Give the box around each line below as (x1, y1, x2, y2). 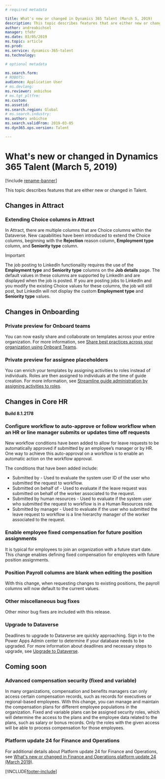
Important (5, 252, 25, 258)
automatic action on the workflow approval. (5, 456, 93, 462)
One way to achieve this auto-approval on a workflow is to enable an (5, 451, 144, 457)
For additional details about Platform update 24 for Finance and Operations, (5, 748, 158, 754)
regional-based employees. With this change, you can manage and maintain (5, 699, 159, 705)
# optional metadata (5, 62, 48, 66)
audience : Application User (5, 80, 63, 85)
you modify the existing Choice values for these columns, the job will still (5, 283, 152, 289)
